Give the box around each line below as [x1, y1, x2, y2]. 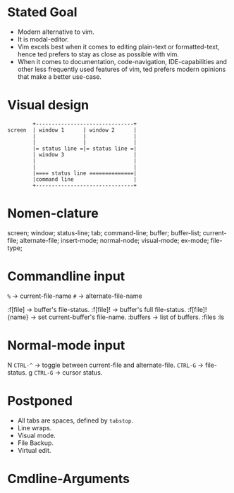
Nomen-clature [7, 206, 99, 222]
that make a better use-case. [17, 72, 102, 81]
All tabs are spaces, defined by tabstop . [17, 416, 134, 425]
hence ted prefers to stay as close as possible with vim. [17, 50, 180, 58]
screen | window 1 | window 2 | [7, 126, 137, 134]
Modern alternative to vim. [17, 27, 94, 36]
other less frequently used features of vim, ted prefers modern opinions [17, 65, 226, 73]
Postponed [7, 392, 73, 408]
